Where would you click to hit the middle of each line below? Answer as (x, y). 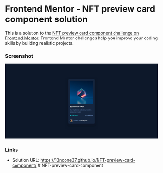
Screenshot (19, 56)
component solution (47, 19)
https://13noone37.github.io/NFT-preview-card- (88, 160)
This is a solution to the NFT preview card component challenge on (72, 33)
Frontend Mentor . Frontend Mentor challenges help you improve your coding (81, 38)
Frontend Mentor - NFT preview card (80, 9)
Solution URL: (26, 160)
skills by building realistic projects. (39, 43)
